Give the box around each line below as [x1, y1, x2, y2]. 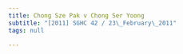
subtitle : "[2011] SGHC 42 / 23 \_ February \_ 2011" [8, 19, 177, 27]
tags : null [8, 26, 45, 34]
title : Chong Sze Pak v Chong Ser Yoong [8, 11, 145, 20]
